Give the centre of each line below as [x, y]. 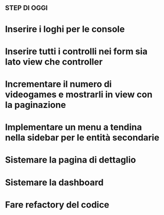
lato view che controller [54, 62]
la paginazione [35, 105]
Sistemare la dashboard [54, 182]
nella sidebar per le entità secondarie [82, 138]
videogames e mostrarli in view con [79, 94]
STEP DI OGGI [26, 8]
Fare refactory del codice [57, 204]
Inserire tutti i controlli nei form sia [76, 51]
